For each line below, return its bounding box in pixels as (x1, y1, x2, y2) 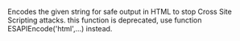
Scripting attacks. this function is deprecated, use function (7, 15, 202, 25)
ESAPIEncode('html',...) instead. (7, 24, 113, 33)
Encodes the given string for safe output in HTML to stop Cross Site (7, 7, 233, 16)
